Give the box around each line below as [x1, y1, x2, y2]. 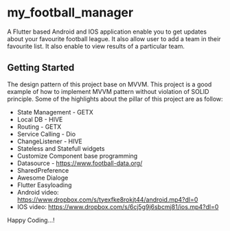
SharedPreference [16, 166, 69, 174]
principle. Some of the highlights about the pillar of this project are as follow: [7, 95, 223, 103]
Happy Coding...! [7, 216, 55, 224]
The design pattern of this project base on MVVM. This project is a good [7, 80, 212, 88]
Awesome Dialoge [16, 173, 69, 182]
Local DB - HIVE [16, 115, 63, 123]
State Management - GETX [16, 108, 94, 116]
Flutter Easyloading [16, 180, 72, 189]
